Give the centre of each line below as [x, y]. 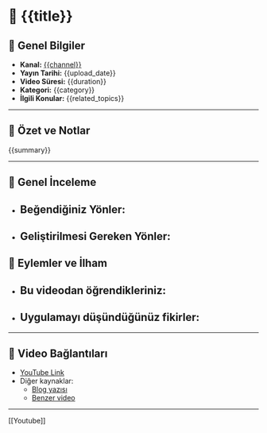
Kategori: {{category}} [57, 90]
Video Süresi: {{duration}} [63, 81]
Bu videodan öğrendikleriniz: [93, 290]
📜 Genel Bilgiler [47, 46]
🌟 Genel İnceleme [52, 182]
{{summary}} [30, 149]
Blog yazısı [49, 389]
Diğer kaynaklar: [46, 381]
